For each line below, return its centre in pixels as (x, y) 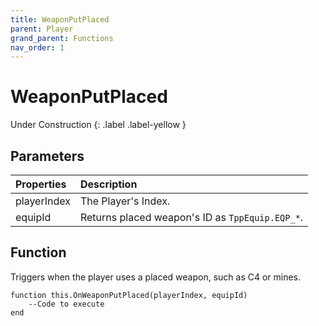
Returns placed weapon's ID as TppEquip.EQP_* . (191, 217)
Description (108, 184)
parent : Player (42, 29)
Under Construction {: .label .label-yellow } (98, 125)
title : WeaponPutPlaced (60, 19)
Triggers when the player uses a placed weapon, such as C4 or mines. (156, 277)
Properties (41, 184)
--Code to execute (66, 304)
